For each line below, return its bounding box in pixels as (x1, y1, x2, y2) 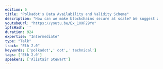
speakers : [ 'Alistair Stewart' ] (5, 57, 70, 62)
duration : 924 (5, 30, 34, 34)
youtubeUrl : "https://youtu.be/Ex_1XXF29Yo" (5, 20, 97, 26)
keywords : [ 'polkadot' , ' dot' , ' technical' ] (5, 48, 97, 52)
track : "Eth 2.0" (5, 43, 40, 48)
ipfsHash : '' (5, 25, 32, 30)
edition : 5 (5, 7, 27, 12)
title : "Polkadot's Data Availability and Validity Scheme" (5, 12, 130, 17)
